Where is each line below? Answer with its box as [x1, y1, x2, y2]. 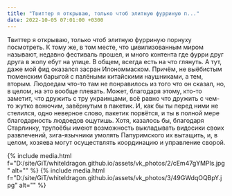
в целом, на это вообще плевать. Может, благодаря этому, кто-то [7, 87, 203, 95]
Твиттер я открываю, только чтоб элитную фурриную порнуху [7, 35, 192, 43]
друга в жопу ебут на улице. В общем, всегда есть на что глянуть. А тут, [7, 57, 222, 66]
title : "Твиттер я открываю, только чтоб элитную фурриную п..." [7, 10, 199, 17]
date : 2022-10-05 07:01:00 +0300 [7, 17, 104, 23]
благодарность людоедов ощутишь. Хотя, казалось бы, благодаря [7, 116, 204, 124]
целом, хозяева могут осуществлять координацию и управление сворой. [7, 138, 226, 146]
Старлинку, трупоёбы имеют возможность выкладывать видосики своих [7, 124, 224, 132]
